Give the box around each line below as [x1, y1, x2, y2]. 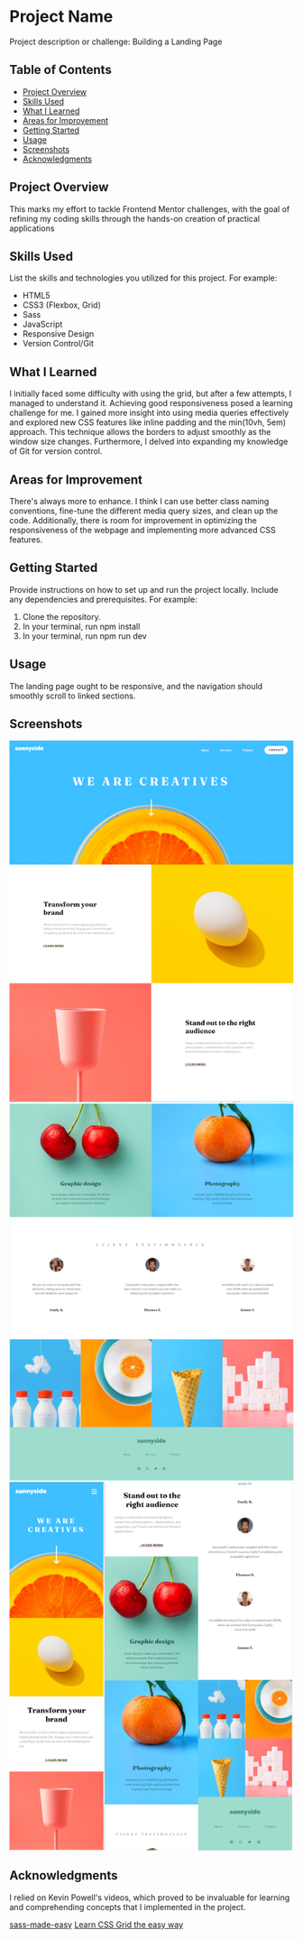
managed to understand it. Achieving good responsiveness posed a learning [9, 398, 293, 409]
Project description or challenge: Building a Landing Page [9, 36, 223, 47]
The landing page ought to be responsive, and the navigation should [9, 680, 263, 691]
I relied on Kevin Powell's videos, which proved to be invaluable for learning [9, 1892, 290, 1903]
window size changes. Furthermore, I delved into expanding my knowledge [9, 436, 289, 448]
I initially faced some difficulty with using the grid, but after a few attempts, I [9, 388, 292, 399]
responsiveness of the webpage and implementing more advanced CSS [9, 525, 277, 535]
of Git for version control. [9, 446, 103, 457]
